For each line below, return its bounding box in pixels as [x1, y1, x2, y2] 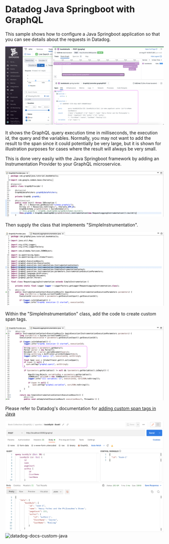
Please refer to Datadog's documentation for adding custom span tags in [5, 405, 156, 412]
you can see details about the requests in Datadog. [5, 36, 111, 42]
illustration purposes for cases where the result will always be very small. [5, 146, 157, 152]
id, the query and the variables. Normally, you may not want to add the [5, 135, 151, 141]
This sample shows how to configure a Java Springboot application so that [5, 31, 160, 37]
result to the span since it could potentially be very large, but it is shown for [5, 140, 161, 146]
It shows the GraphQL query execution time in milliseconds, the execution [5, 130, 158, 136]
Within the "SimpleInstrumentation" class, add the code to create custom [5, 310, 156, 316]
